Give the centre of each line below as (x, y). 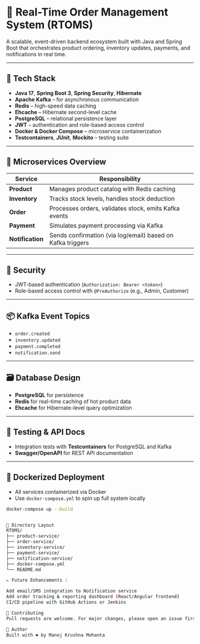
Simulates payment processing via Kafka (106, 225)
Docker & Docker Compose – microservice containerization (88, 131)
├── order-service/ (30, 542)
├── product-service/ (33, 536)
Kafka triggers (69, 243)
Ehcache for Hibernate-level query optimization (73, 408)
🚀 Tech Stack (31, 79)
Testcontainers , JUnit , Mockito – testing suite (72, 138)
